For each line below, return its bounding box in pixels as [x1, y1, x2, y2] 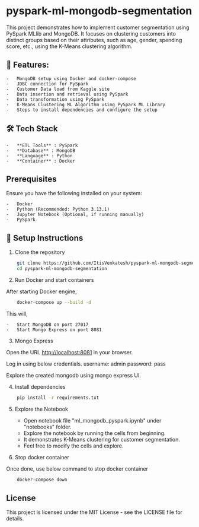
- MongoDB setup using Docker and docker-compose [6, 75, 136, 81]
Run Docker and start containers [14, 276, 94, 283]
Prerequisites [6, 174, 57, 184]
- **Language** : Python [6, 153, 73, 158]
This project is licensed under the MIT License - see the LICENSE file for [6, 509, 182, 516]
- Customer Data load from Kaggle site [6, 86, 110, 92]
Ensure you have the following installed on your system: [6, 190, 142, 197]
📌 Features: [6, 60, 49, 70]
